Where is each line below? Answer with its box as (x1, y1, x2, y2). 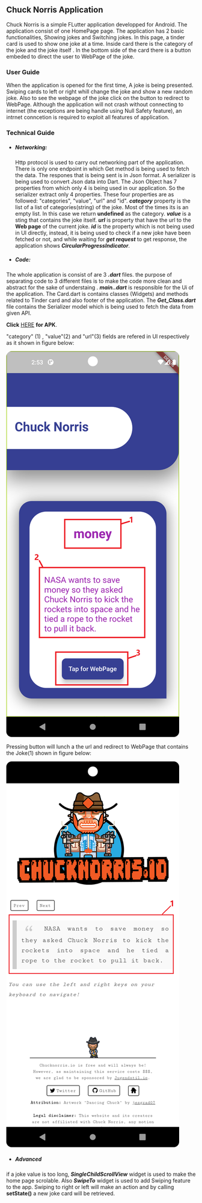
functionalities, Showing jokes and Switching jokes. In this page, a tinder (6, 33, 185, 41)
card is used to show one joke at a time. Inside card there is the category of (6, 40, 194, 47)
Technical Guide (6, 129, 55, 137)
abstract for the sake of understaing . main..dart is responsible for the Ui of (6, 283, 194, 291)
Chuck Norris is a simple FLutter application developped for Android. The (6, 20, 188, 28)
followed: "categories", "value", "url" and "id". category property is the (14, 197, 191, 204)
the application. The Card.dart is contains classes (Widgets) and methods (6, 290, 189, 297)
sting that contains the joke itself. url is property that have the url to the (14, 216, 191, 224)
